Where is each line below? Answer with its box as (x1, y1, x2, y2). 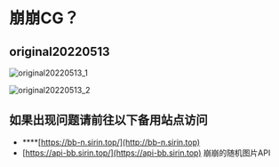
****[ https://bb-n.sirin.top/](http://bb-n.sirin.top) (21, 137, 201, 147)
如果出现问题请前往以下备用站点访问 (9, 113, 208, 128)
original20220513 (9, 44, 110, 59)
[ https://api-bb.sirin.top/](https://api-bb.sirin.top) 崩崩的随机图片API (21, 147, 271, 158)
